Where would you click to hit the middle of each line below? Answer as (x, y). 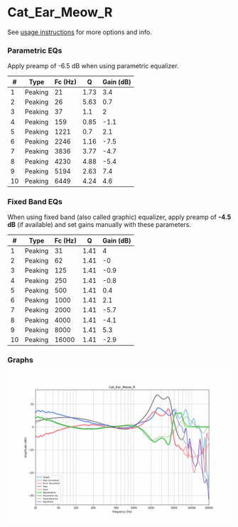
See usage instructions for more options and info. (80, 32)
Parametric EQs (35, 50)
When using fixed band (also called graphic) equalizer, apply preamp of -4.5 (119, 217)
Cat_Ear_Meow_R (60, 12)
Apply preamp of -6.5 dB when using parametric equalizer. (93, 66)
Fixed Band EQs (35, 201)
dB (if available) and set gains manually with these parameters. (99, 225)
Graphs (20, 360)
